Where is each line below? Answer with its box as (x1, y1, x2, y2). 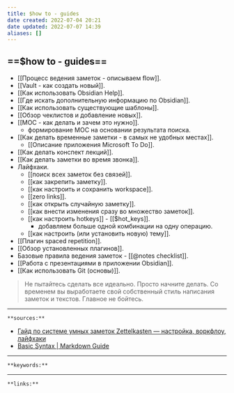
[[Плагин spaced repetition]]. (17, 237, 102, 245)
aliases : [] (7, 29, 42, 37)
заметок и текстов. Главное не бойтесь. (24, 295, 144, 303)
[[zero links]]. (27, 192, 67, 201)
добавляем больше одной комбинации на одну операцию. (38, 222, 213, 231)
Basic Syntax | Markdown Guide (17, 342, 109, 350)
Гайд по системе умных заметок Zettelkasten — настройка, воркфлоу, (17, 327, 226, 335)
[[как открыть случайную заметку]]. (27, 200, 136, 208)
